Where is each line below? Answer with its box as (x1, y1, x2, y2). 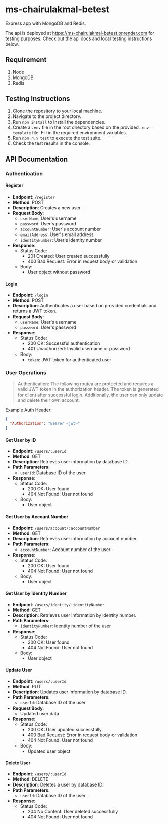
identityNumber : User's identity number (20, 237, 102, 243)
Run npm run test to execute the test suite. (12, 135, 102, 141)
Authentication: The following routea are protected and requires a (17, 381, 154, 387)
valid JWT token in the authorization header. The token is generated (17, 386, 159, 392)
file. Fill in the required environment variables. (32, 129, 127, 135)
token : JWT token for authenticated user (27, 357, 112, 363)
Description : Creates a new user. (12, 205, 82, 211)
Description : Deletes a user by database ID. (12, 781, 104, 788)
